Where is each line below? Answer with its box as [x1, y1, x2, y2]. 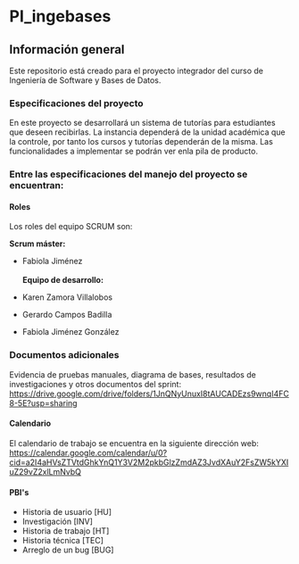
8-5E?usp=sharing [9, 397, 78, 408]
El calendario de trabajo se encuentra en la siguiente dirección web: [9, 437, 259, 448]
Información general [9, 42, 125, 57]
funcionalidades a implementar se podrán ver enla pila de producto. [9, 145, 259, 157]
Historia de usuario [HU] [21, 507, 112, 518]
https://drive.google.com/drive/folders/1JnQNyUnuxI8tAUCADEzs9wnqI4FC [9, 388, 290, 399]
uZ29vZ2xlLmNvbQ [9, 466, 82, 477]
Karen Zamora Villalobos [21, 292, 113, 303]
